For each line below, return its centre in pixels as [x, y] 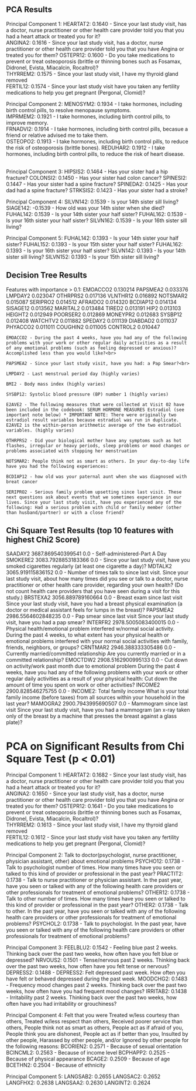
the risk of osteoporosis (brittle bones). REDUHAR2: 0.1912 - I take [86, 148]
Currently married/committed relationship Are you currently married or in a [96, 654]
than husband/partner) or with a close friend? [65, 513]
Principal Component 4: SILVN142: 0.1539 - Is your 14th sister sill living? [92, 202]
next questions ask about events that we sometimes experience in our [94, 497]
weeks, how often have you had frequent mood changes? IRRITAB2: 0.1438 [97, 991]
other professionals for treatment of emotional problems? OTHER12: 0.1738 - [98, 892]
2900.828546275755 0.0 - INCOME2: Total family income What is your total [97, 691]
